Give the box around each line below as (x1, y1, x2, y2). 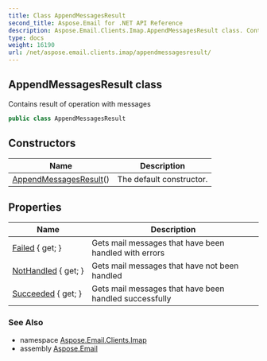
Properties (8, 200, 62, 214)
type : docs (8, 33, 44, 42)
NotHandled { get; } (12, 266, 85, 277)
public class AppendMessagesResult (8, 115, 126, 122)
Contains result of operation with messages (8, 99, 151, 108)
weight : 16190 (8, 41, 56, 49)
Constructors (8, 137, 76, 150)
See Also (8, 317, 44, 328)
